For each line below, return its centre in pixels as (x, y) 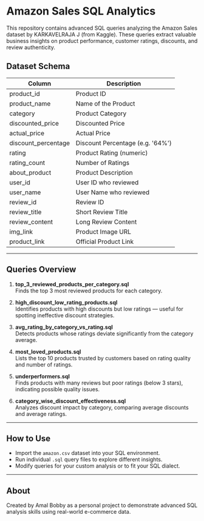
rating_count (27, 163)
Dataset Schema (38, 66)
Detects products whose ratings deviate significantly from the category (104, 333)
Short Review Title (102, 212)
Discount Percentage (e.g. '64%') (124, 143)
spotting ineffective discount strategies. (65, 315)
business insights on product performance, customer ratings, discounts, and (102, 41)
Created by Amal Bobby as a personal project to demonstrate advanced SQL (102, 505)
